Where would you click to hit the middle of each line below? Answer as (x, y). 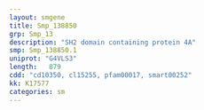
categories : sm (37, 91)
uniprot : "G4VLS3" (43, 59)
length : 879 (35, 67)
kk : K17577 (29, 83)
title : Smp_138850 (43, 26)
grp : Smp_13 (31, 34)
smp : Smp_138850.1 (43, 51)
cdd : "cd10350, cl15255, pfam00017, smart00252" (101, 75)
